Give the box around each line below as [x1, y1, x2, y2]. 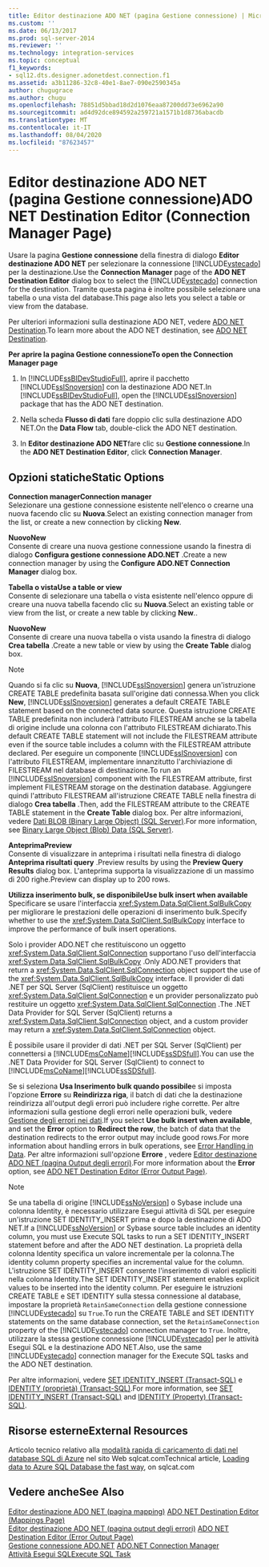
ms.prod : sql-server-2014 [8, 34, 94, 42]
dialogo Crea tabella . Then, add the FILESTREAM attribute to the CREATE [8, 799, 250, 810]
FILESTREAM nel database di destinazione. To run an [8, 765, 182, 775]
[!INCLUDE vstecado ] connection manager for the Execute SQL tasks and [8, 1351, 249, 1361]
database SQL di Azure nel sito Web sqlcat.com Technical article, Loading [8, 1454, 250, 1464]
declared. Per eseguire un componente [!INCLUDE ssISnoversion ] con [8, 749, 238, 758]
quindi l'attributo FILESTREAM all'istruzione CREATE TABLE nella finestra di [8, 791, 256, 801]
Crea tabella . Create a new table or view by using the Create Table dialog [8, 640, 251, 650]
